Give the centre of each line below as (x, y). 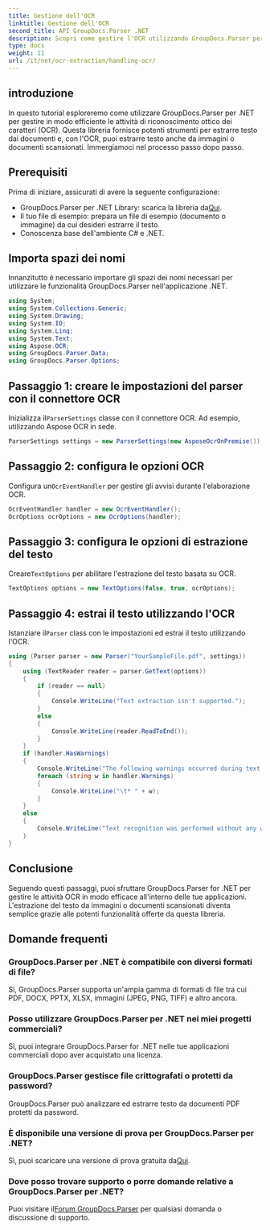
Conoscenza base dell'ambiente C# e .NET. (92, 233)
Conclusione (41, 869)
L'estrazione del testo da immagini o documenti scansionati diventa (119, 905)
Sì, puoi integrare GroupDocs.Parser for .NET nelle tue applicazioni (119, 1046)
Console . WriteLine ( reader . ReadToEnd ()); (120, 731)
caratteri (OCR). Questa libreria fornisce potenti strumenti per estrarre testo (133, 130)
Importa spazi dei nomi (67, 258)
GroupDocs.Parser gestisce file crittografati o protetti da (121, 1076)
